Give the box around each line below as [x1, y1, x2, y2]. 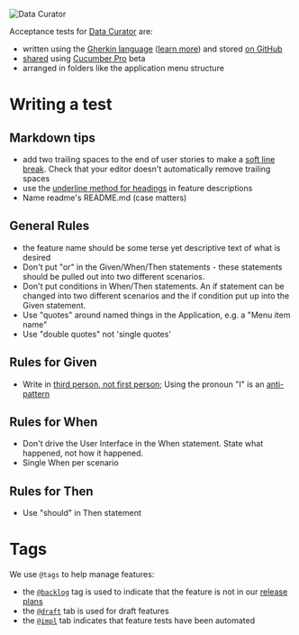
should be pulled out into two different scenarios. [22, 271, 205, 281]
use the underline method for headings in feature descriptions [22, 183, 253, 193]
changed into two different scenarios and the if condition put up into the [22, 290, 290, 301]
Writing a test [9, 95, 113, 115]
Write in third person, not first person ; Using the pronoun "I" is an [22, 379, 265, 390]
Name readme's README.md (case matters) [22, 192, 187, 203]
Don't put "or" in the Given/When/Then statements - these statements [22, 262, 283, 272]
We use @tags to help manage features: [9, 569, 155, 580]
